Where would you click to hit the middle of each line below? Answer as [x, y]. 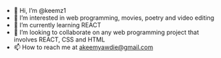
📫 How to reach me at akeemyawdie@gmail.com [83, 47]
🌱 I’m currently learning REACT [57, 25]
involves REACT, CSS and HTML [59, 40]
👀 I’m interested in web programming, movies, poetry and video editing [114, 18]
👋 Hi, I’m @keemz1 [40, 11]
